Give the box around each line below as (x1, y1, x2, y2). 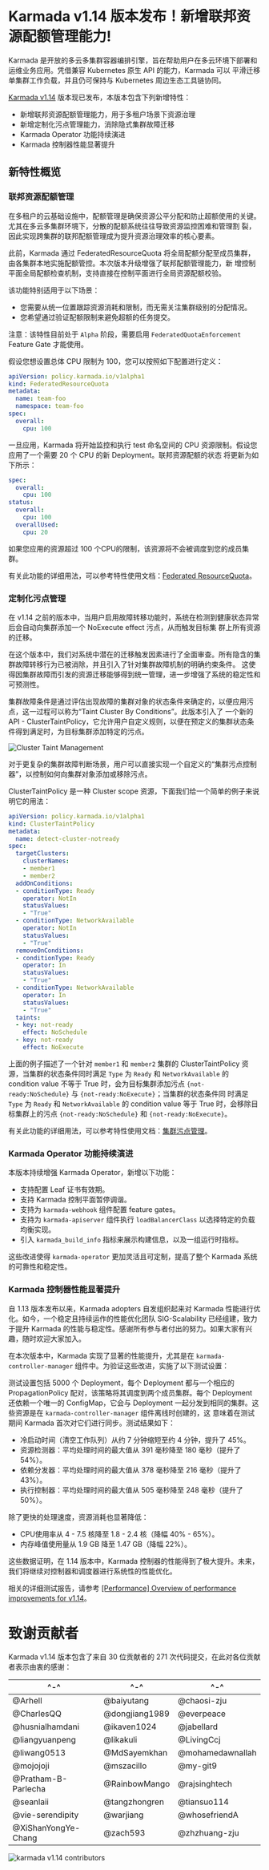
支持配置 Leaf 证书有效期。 (19, 1185, 110, 1194)
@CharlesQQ (12, 1708, 62, 1719)
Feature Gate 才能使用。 (8, 339, 88, 349)
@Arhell (12, 1695, 42, 1706)
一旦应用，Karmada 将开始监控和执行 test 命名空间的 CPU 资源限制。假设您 (8, 440, 258, 450)
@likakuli (103, 1735, 138, 1746)
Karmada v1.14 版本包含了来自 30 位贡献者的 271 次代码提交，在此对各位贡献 (8, 1652, 261, 1662)
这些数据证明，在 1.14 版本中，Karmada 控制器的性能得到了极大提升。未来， (8, 1556, 259, 1565)
